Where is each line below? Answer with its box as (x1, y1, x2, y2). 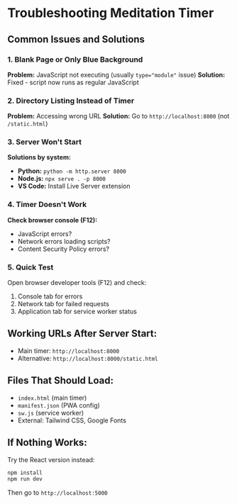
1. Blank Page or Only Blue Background (7, 55, 143, 65)
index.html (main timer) (17, 393, 87, 402)
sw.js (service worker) (17, 408, 84, 417)
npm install (7, 469, 43, 476)
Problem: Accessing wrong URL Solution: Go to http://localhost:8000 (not (7, 112, 230, 121)
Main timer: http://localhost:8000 (17, 346, 119, 355)
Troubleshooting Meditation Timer (7, 5, 214, 21)
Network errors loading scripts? (17, 237, 111, 245)
